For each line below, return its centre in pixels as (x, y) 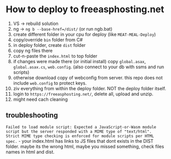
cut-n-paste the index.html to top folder (55, 56)
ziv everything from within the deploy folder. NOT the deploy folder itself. (90, 88)
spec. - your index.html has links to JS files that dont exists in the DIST (80, 141)
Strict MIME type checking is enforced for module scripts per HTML (80, 136)
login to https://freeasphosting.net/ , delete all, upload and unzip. (83, 94)
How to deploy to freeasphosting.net (85, 9)
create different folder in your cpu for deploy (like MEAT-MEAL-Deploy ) (84, 34)
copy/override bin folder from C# (48, 40)
